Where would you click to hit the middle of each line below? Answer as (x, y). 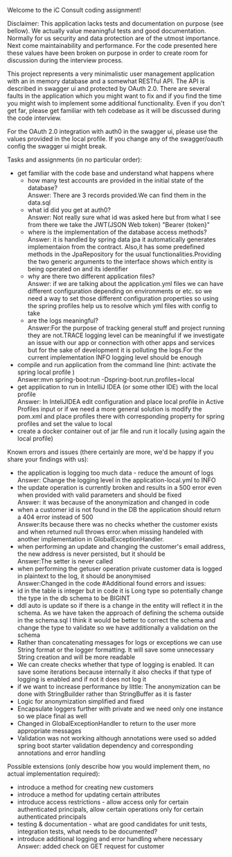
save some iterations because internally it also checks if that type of (114, 672)
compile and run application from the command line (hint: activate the (116, 365)
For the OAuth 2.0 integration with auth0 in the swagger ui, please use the (113, 131)
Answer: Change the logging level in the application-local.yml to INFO (116, 480)
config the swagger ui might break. (57, 146)
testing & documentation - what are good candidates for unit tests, (112, 824)
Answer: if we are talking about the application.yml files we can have (125, 283)
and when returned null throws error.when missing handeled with (110, 532)
